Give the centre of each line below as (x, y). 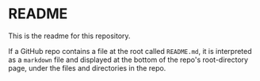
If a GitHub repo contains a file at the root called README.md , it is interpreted (130, 51)
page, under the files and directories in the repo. (87, 67)
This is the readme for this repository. (69, 36)
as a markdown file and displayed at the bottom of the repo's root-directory (128, 60)
